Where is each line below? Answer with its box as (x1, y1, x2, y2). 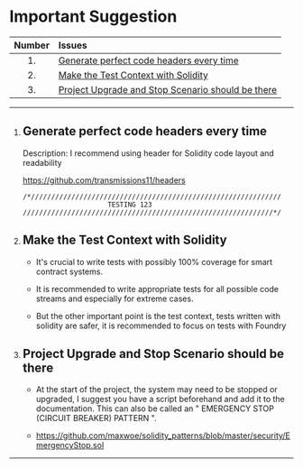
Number (14, 39, 50, 51)
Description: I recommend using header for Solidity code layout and (22, 147, 275, 159)
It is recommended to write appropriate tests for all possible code (35, 283, 280, 294)
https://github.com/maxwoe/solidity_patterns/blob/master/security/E (35, 430, 291, 441)
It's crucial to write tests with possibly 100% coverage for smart (35, 256, 273, 267)
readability (22, 157, 62, 168)
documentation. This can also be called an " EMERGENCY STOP (35, 403, 275, 414)
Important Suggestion (9, 6, 178, 27)
